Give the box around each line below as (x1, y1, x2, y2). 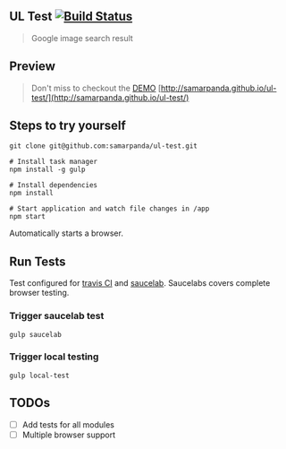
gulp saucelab (9, 330, 63, 339)
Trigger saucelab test (9, 310, 105, 323)
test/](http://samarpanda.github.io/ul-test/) (30, 91, 189, 103)
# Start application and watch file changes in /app (9, 204, 210, 213)
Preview (9, 59, 56, 74)
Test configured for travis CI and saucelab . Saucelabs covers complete (9, 278, 271, 289)
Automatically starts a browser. (9, 228, 123, 238)
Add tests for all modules (21, 419, 114, 430)
